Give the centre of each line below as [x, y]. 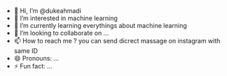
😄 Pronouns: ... [36, 58]
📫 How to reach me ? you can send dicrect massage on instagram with [117, 41]
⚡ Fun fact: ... [33, 66]
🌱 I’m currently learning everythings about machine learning [100, 25]
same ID [26, 51]
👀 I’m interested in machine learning [66, 18]
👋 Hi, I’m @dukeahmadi [48, 11]
